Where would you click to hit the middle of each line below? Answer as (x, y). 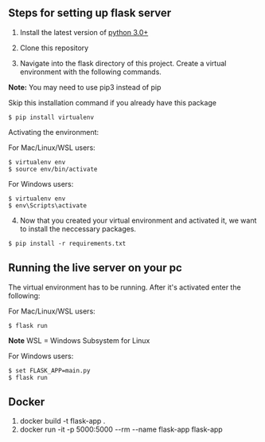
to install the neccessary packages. (78, 229)
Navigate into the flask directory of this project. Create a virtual (123, 63)
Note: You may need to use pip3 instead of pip (85, 87)
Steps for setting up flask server (90, 13)
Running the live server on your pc (95, 268)
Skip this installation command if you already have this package (113, 102)
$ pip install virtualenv (51, 117)
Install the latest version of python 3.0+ (84, 32)
